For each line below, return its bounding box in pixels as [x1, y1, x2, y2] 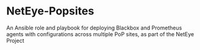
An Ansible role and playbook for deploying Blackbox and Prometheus [6, 24, 182, 31]
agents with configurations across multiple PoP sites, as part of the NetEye [6, 30, 195, 37]
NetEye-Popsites [6, 4, 95, 18]
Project [6, 37, 24, 44]
